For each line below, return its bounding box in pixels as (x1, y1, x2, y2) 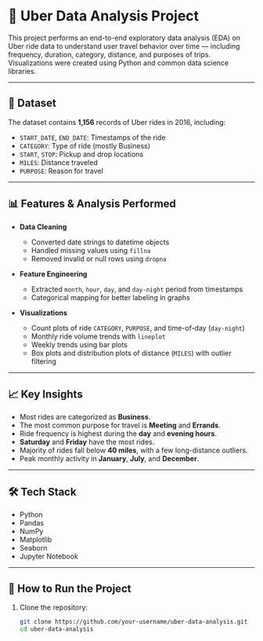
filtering (31, 357, 57, 366)
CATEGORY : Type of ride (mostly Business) (19, 141, 151, 150)
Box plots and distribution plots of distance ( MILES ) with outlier (31, 348, 232, 357)
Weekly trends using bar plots (31, 339, 128, 349)
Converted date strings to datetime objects (31, 237, 170, 247)
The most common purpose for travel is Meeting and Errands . (19, 420, 221, 430)
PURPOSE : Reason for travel (19, 166, 103, 175)
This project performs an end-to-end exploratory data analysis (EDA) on (8, 33, 241, 42)
